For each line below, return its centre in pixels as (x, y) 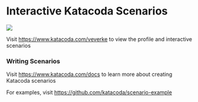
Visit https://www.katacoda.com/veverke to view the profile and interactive (99, 39)
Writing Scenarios (33, 61)
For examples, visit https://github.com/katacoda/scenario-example (89, 92)
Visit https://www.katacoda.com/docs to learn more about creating (89, 74)
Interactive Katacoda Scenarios (87, 11)
